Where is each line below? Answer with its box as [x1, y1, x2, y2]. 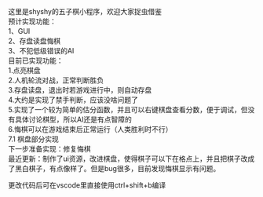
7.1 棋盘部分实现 [8, 134, 59, 144]
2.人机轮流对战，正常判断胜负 [8, 75, 104, 85]
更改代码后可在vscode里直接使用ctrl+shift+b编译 [8, 181, 166, 190]
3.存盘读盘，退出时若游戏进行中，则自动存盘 [8, 86, 152, 94]
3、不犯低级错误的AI [8, 46, 75, 55]
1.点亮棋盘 [8, 66, 41, 75]
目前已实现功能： [8, 56, 64, 65]
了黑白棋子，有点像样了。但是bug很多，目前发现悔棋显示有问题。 [8, 164, 221, 173]
